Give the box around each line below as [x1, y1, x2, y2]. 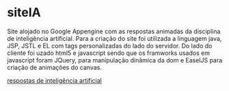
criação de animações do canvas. [7, 63, 103, 71]
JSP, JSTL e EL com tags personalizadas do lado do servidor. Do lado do [7, 41, 213, 50]
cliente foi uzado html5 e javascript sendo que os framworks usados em [7, 49, 211, 57]
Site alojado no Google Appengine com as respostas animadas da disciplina [7, 27, 221, 35]
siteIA [7, 5, 41, 20]
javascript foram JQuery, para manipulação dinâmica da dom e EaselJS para [7, 56, 223, 64]
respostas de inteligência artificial [7, 76, 103, 84]
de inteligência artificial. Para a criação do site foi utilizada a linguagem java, [7, 34, 222, 42]
